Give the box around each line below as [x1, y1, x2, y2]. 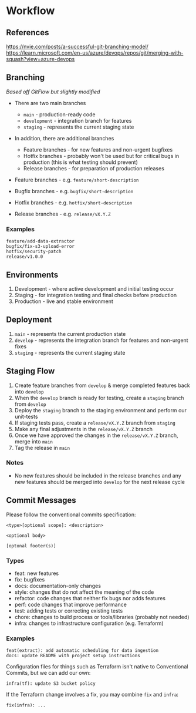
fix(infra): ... [6, 702, 46, 708]
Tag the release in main [14, 444, 70, 451]
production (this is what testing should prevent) [23, 159, 138, 166]
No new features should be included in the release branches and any [14, 472, 182, 479]
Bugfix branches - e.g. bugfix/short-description [14, 187, 134, 194]
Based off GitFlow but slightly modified [6, 88, 100, 95]
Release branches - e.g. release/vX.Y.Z [14, 210, 111, 217]
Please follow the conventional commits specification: [6, 511, 136, 518]
